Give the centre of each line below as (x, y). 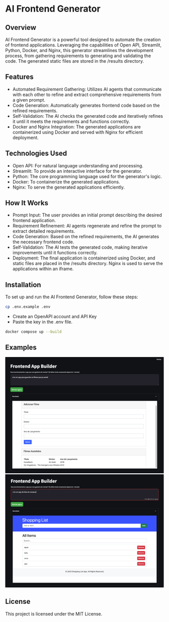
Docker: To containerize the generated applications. (66, 182)
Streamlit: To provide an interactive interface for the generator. (77, 171)
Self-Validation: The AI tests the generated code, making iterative (80, 247)
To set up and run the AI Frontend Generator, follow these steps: (72, 297)
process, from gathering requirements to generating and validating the (78, 56)
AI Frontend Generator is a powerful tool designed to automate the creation (83, 39)
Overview (21, 28)
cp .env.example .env (28, 307)
